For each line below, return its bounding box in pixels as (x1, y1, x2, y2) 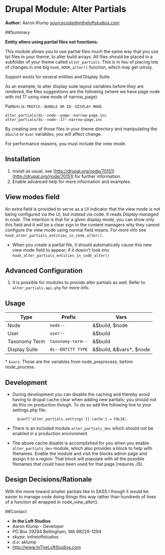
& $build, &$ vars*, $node (92, 346, 150, 353)
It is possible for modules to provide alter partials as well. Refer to (12, 280, 145, 286)
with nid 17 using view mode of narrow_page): (5, 94, 99, 100)
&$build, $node (92, 322, 128, 329)
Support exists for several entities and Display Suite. (5, 74, 111, 79)
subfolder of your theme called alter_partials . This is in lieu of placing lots (5, 59, 159, 65)
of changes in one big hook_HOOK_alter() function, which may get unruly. (5, 64, 154, 70)
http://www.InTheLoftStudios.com (12, 544, 81, 550)
